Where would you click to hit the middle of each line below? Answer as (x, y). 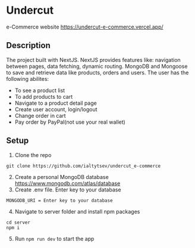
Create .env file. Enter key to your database (68, 189)
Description (28, 45)
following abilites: (28, 79)
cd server (18, 222)
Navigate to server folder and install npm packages (77, 211)
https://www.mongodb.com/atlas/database (67, 183)
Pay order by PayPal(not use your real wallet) (70, 122)
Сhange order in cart (40, 115)
